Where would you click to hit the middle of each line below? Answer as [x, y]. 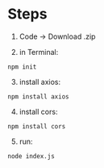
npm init [22, 67]
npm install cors [37, 126]
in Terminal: [39, 52]
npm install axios [38, 97]
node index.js [31, 156]
